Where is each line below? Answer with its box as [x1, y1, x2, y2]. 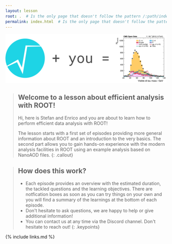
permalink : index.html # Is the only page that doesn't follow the [5, 19, 155, 24]
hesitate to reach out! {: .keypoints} [25, 224, 100, 230]
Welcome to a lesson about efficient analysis [17, 93, 164, 102]
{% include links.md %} [5, 233, 55, 240]
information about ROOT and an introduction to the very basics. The [17, 136, 161, 142]
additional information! [25, 213, 73, 219]
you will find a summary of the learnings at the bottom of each [25, 196, 157, 203]
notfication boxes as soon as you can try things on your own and [25, 191, 162, 197]
